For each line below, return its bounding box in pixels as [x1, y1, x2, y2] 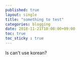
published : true [5, 7, 39, 13]
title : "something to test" [5, 17, 64, 22]
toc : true [5, 31, 26, 36]
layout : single [5, 12, 37, 17]
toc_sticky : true [5, 36, 44, 41]
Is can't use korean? [5, 49, 47, 56]
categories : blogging [5, 21, 51, 27]
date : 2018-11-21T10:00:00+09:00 [5, 26, 75, 32]
